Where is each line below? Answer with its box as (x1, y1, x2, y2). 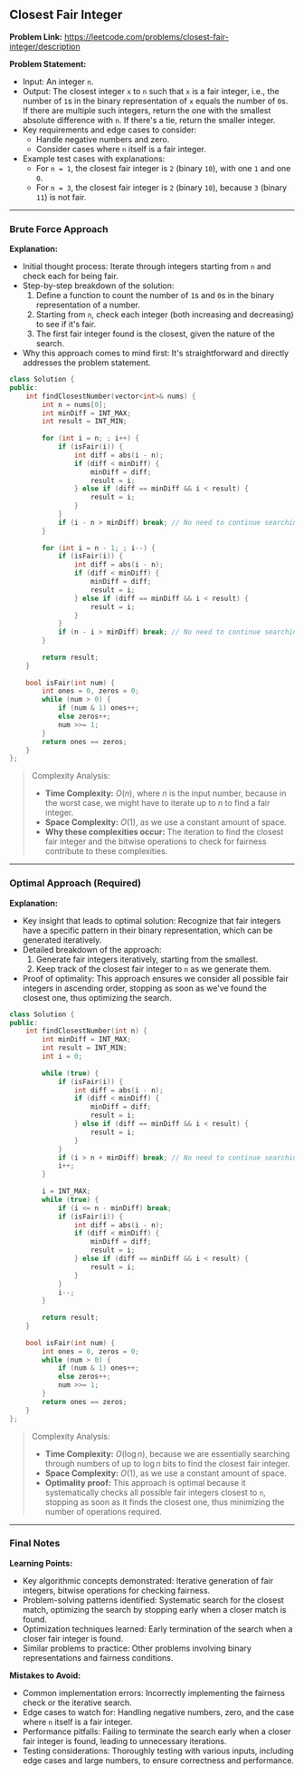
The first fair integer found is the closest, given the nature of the (35, 328, 276, 339)
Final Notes (9, 1537, 61, 1549)
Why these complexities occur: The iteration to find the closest (44, 827, 284, 838)
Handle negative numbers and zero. (35, 133, 170, 144)
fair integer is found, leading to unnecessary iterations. (22, 1735, 227, 1746)
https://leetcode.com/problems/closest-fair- (64, 31, 229, 42)
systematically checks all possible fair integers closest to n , (44, 1487, 267, 1498)
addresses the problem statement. (22, 357, 151, 368)
